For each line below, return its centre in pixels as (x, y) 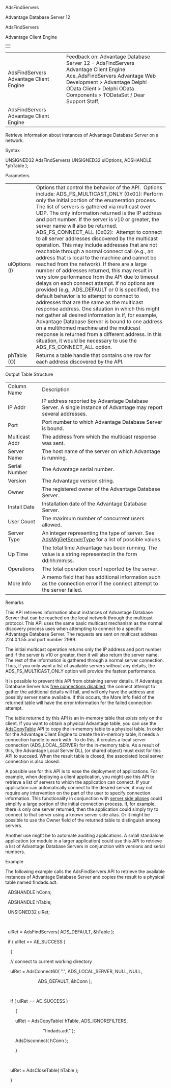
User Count (22, 522)
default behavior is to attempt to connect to (88, 296)
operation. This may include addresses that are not (97, 245)
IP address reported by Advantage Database (95, 401)
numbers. (15, 852)
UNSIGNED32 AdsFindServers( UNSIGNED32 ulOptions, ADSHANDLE (78, 160)
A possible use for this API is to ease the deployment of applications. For (81, 771)
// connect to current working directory (51, 961)
